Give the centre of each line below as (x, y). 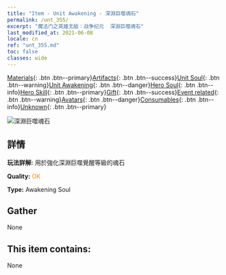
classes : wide (27, 58)
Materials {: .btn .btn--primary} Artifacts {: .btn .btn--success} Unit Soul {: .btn (114, 77)
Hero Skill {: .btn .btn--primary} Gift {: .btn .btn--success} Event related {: (120, 92)
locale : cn (23, 39)
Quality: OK (24, 176)
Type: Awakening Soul (39, 189)
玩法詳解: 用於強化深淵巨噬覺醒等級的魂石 (66, 163)
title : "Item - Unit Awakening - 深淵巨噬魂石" (73, 13)
